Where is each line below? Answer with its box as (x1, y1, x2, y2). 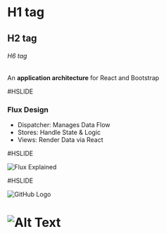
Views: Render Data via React (17, 136, 103, 144)
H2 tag (7, 32, 37, 44)
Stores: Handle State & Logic (17, 128, 101, 137)
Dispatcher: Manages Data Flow (17, 121, 110, 129)
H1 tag (7, 4, 44, 20)
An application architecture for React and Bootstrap (7, 73, 160, 82)
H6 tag (7, 52, 27, 60)
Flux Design (7, 105, 49, 115)
